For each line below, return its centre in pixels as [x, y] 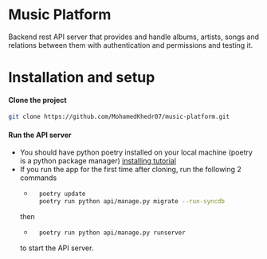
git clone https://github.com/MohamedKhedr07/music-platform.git [119, 117]
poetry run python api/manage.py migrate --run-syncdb [132, 202]
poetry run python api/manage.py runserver [112, 233]
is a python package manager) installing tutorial [98, 161]
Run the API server [40, 135]
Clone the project [37, 100]
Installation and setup [82, 78]
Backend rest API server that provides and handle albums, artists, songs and [134, 37]
